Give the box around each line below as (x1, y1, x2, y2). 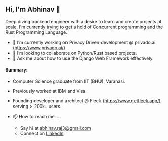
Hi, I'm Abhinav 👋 (5, 5, 61, 14)
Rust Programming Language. (5, 29, 68, 36)
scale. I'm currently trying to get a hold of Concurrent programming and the (5, 24, 163, 30)
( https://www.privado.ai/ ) (12, 44, 66, 51)
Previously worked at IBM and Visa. (12, 88, 87, 94)
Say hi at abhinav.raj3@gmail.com (20, 125, 91, 131)
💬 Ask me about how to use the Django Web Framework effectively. (12, 55, 154, 61)
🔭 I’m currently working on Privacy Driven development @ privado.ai (12, 39, 156, 45)
